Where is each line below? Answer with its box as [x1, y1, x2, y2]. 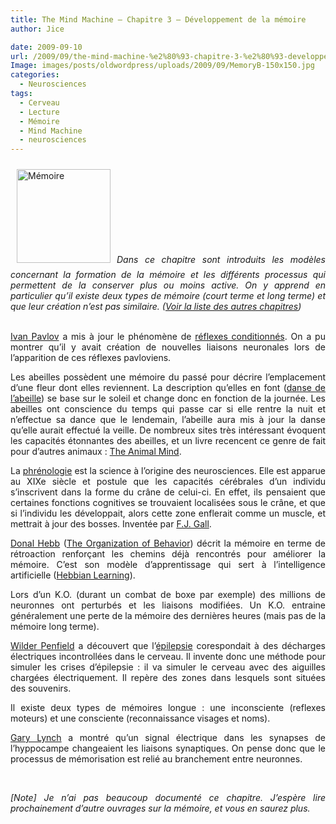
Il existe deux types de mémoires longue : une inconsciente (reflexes [10, 702, 326, 714]
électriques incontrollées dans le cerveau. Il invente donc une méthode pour [10, 651, 326, 663]
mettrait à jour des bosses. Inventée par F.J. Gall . [10, 518, 212, 530]
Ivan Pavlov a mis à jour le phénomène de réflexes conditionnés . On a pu [10, 331, 326, 343]
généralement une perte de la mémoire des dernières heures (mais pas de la [10, 610, 326, 622]
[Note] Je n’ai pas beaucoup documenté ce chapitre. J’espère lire [10, 792, 326, 804]
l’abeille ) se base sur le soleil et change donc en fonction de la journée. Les [10, 392, 326, 405]
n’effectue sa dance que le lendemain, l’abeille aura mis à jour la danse [10, 414, 326, 426]
